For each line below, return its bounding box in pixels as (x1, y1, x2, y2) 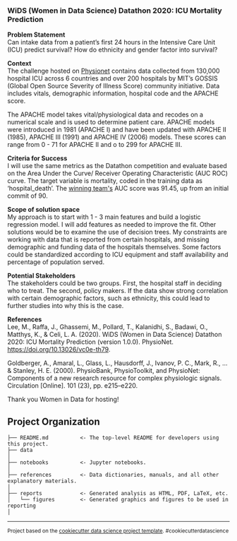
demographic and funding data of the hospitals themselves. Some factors (7, 243, 221, 251)
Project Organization (7, 415, 100, 427)
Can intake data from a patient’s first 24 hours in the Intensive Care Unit (7, 38, 216, 47)
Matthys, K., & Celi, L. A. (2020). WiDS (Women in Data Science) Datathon (7, 331, 222, 339)
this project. (7, 441, 49, 448)
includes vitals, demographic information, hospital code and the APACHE (7, 89, 219, 97)
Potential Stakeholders (7, 271, 76, 280)
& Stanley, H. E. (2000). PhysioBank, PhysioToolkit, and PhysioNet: (7, 367, 200, 375)
